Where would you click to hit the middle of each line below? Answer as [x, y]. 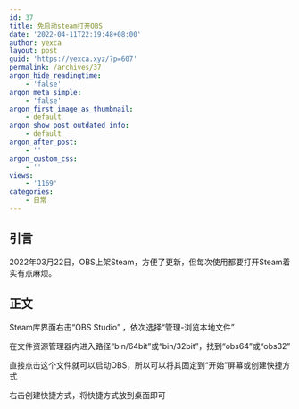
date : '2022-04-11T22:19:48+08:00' [75, 34]
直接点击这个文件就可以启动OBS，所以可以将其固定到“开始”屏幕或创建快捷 [146, 365]
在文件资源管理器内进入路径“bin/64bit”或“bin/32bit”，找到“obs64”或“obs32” [150, 346]
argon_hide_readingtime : [55, 76]
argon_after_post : [43, 142]
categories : [31, 192]
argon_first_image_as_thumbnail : [71, 109]
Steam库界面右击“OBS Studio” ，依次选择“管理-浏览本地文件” [122, 327]
